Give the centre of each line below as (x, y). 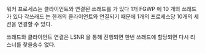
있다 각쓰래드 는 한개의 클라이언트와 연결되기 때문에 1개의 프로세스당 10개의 (102, 16)
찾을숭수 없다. (39, 45)
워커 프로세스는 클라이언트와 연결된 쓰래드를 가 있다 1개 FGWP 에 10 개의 (93, 9)
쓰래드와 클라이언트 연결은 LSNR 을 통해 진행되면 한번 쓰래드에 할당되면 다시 (98, 37)
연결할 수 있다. (35, 24)
